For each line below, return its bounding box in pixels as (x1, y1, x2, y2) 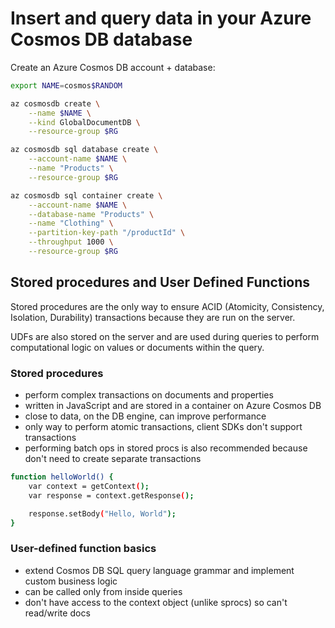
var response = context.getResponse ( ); (28, 490, 195, 501)
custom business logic (24, 575, 118, 587)
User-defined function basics (10, 542, 157, 556)
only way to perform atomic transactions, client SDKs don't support (24, 421, 303, 433)
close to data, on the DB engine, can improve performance (24, 410, 267, 422)
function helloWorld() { (10, 472, 114, 482)
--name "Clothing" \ (28, 218, 114, 229)
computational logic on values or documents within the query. (10, 341, 265, 353)
